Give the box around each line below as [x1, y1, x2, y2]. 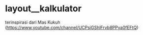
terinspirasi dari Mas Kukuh [5, 19, 60, 25]
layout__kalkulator [5, 3, 82, 14]
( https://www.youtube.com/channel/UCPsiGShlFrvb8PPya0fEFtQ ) [5, 24, 139, 30]
